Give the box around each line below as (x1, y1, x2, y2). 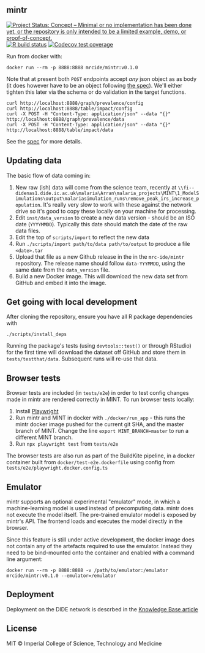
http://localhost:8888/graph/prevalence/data (6, 116, 124, 122)
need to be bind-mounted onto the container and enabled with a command (6, 549, 195, 557)
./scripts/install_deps (6, 331, 67, 338)
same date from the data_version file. (15, 266, 110, 273)
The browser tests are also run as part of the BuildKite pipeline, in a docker (6, 452, 195, 459)
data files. (15, 227, 41, 234)
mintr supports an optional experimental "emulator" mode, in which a (6, 498, 181, 505)
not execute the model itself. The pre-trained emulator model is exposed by (6, 511, 196, 519)
